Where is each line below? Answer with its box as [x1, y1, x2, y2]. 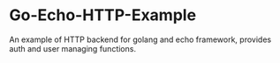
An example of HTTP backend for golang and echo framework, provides [9, 34, 272, 45]
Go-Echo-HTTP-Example [9, 5, 197, 25]
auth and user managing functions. [9, 43, 137, 53]
